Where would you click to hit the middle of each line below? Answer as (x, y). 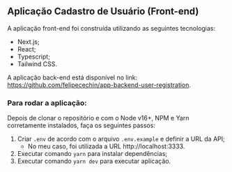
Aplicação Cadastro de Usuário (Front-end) (103, 11)
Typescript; (34, 56)
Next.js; (28, 42)
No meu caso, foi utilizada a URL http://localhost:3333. (106, 146)
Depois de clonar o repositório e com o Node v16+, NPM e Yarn (98, 118)
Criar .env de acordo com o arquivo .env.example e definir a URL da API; (121, 139)
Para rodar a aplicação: (47, 102)
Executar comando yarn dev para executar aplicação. (94, 161)
